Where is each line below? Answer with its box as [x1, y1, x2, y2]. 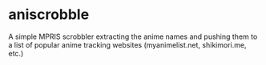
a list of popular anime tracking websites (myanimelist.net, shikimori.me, [8, 40, 247, 49]
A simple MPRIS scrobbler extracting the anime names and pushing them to [8, 32, 258, 41]
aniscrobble [8, 6, 90, 24]
